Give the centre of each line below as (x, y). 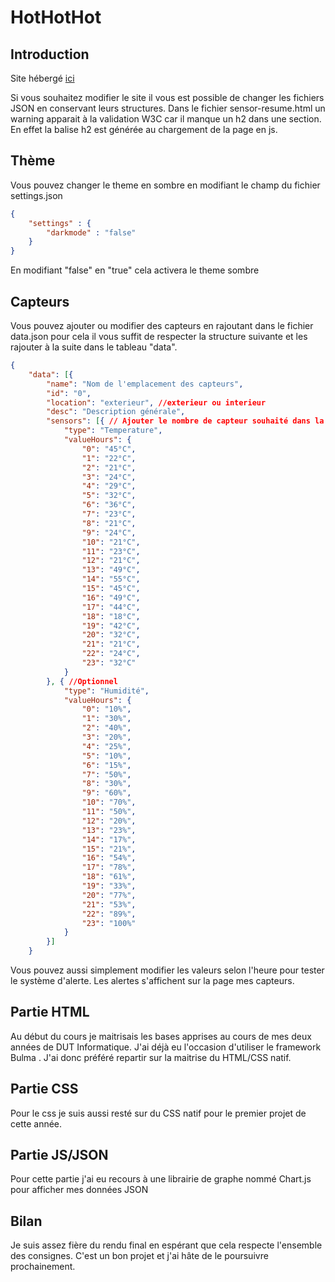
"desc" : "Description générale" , (116, 412)
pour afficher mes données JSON (79, 1190)
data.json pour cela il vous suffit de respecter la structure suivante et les (159, 336)
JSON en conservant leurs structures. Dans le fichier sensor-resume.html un (168, 108)
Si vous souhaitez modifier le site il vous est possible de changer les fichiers (167, 97)
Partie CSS (44, 1089)
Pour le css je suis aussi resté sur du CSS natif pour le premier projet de (158, 1113)
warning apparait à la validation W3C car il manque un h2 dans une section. (166, 119)
